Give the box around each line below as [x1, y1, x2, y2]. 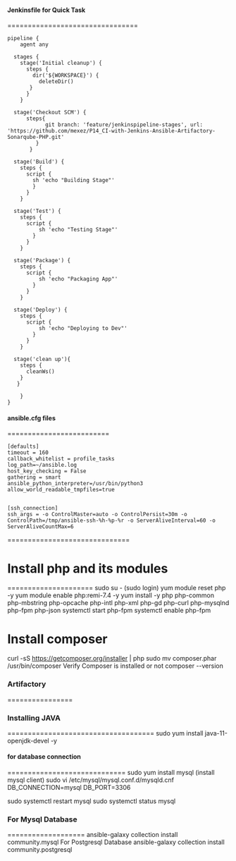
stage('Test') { [13, 208, 61, 215]
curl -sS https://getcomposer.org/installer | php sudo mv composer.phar [7, 654, 217, 663]
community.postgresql [7, 845, 73, 854]
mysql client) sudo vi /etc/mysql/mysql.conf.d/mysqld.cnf [7, 776, 175, 784]
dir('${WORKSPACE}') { [32, 72, 99, 79]
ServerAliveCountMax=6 [7, 523, 74, 530]
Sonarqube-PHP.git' [7, 134, 65, 141]
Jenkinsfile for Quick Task [7, 6, 86, 14]
